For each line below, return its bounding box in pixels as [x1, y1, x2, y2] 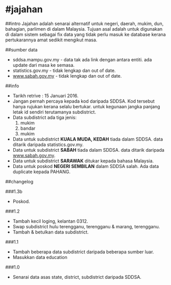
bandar [20, 125, 36, 131]
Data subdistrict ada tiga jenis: [12, 114, 77, 121]
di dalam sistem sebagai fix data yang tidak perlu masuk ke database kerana [5, 31, 166, 37]
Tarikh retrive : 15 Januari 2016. [12, 92, 79, 99]
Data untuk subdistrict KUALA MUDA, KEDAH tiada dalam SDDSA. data [12, 136, 163, 142]
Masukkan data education [12, 254, 67, 260]
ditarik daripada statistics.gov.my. [12, 141, 84, 148]
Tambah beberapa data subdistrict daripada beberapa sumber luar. [12, 249, 154, 255]
